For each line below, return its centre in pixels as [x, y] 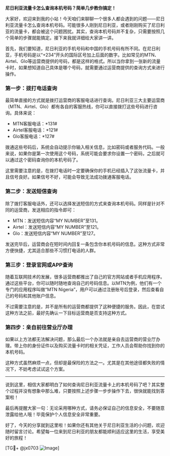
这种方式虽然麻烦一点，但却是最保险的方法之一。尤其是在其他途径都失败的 [83, 363]
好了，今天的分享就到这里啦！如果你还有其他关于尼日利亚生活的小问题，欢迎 [85, 425]
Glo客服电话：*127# [33, 136]
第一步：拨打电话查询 [31, 88]
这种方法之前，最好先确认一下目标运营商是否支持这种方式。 [67, 313]
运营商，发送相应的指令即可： [45, 209]
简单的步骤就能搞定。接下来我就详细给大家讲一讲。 [63, 38]
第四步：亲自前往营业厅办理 [39, 327]
